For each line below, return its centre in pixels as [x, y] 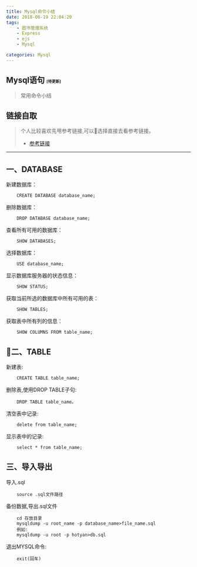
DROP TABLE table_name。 [46, 402]
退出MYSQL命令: [26, 546]
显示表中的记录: [25, 436]
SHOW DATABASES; [37, 241]
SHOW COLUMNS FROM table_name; [55, 333]
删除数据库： [21, 207]
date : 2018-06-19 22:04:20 [39, 17]
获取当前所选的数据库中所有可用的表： [52, 298]
